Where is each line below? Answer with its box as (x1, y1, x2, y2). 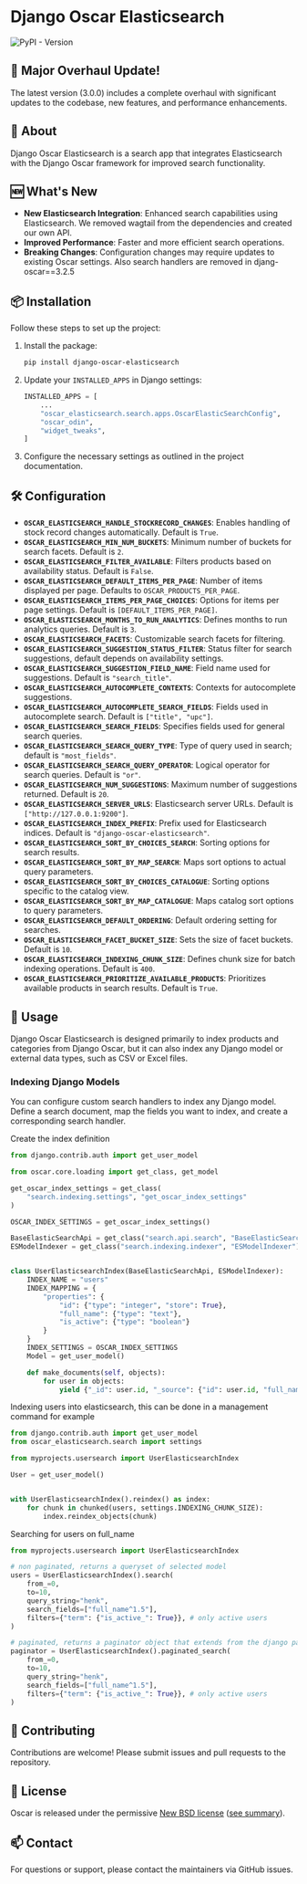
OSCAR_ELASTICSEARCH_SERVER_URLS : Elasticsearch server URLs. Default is (23, 799, 294, 810)
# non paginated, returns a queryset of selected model (10, 1563, 227, 1572)
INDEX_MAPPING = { (26, 1283, 97, 1293)
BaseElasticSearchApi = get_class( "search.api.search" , (10, 1234, 227, 1243)
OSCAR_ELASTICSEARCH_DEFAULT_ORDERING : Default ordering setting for (23, 915, 278, 926)
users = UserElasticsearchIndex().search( (10, 1571, 174, 1580)
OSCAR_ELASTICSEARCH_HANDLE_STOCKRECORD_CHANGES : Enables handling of (23, 518, 291, 529)
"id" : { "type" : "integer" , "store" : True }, (58, 1301, 227, 1310)
